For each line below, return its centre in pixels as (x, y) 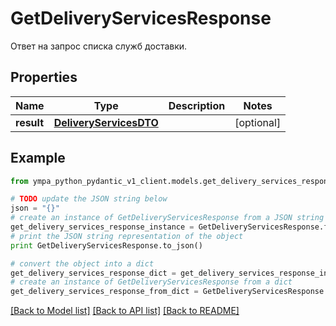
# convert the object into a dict (82, 263)
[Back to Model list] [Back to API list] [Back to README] (125, 311)
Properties (44, 77)
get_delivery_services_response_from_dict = (104, 292)
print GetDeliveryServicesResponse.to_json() (106, 245)
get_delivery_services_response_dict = (93, 273)
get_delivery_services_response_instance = (102, 227)
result (30, 122)
